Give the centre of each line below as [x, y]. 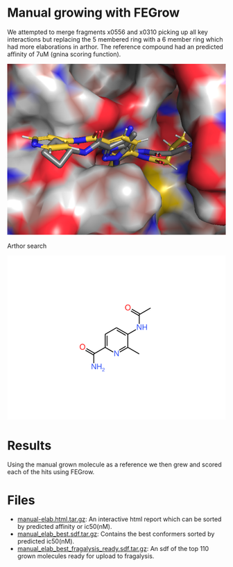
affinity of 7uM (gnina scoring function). [64, 54]
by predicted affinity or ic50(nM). [64, 527]
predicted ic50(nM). [46, 541]
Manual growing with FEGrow [94, 13]
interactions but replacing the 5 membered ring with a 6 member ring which [115, 39]
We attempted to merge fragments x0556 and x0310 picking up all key [107, 32]
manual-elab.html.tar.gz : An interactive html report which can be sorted [119, 519]
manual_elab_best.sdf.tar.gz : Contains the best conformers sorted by [116, 534]
